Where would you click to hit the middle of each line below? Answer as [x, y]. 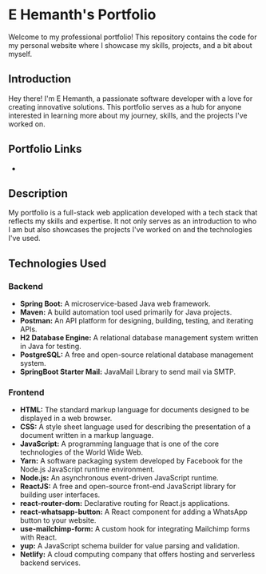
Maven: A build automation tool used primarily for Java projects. [126, 312]
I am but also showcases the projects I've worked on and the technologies [131, 230]
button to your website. [58, 520]
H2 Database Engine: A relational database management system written [139, 338]
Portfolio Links [45, 149]
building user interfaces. [60, 495]
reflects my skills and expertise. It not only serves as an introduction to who [133, 221]
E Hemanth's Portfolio [82, 15]
